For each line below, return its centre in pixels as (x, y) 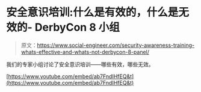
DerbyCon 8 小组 (77, 27)
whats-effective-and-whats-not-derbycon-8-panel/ (85, 52)
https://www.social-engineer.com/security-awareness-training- (116, 45)
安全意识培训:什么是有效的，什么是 (92, 12)
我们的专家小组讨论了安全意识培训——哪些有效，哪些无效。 (80, 64)
